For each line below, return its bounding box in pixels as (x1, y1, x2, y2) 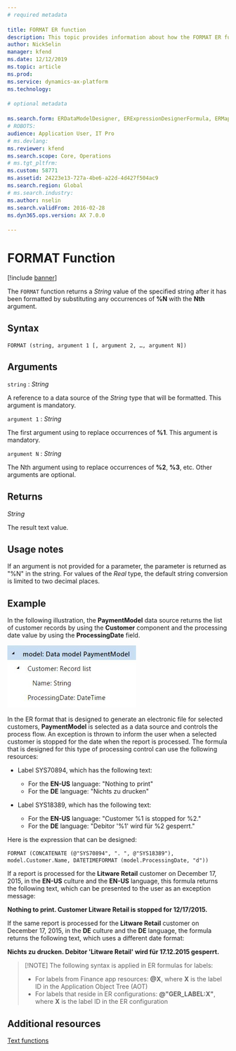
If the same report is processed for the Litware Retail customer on (7, 919, 199, 928)
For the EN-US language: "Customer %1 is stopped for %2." (27, 815, 202, 823)
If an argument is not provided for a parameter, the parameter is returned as (7, 562, 227, 571)
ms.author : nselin (7, 197, 61, 204)
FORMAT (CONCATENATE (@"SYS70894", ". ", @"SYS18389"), (7, 850, 174, 858)
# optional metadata (7, 101, 68, 108)
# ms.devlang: (7, 137, 49, 144)
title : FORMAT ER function (7, 26, 86, 33)
